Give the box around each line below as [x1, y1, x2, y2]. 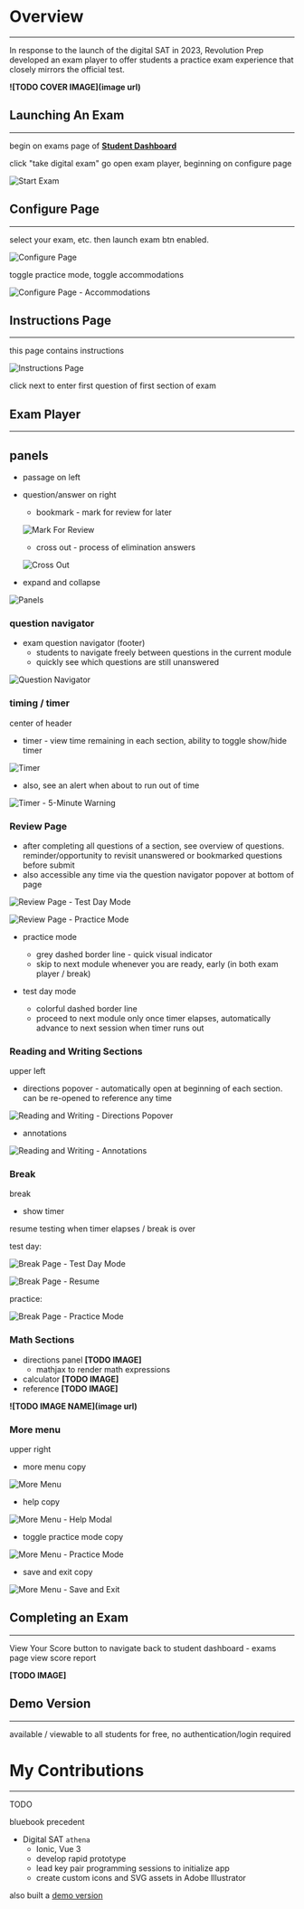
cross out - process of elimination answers [35, 542, 196, 553]
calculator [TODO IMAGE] [22, 1373, 119, 1384]
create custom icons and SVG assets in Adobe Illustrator [35, 1872, 247, 1883]
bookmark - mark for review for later [35, 507, 172, 518]
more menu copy [22, 1461, 87, 1472]
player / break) [35, 968, 91, 979]
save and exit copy [22, 1567, 93, 1578]
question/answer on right [22, 489, 117, 499]
